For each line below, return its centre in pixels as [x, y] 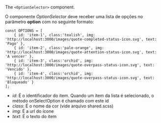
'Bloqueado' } [20, 82]
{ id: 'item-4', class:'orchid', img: [54, 74]
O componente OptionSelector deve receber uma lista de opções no [74, 16]
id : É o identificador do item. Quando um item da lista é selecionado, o [83, 96]
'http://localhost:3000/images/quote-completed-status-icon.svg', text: [81, 39]
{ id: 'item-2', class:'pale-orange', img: [59, 48]
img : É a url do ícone [33, 111]
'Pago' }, [15, 44]
